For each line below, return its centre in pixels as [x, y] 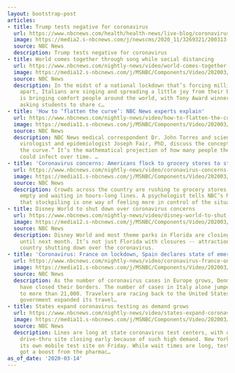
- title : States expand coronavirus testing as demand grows [98, 307]
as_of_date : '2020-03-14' [45, 359]
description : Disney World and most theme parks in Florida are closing [122, 235]
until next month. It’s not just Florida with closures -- [108, 241]
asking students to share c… [62, 105]
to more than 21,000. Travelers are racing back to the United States [125, 294]
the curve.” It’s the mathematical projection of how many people [119, 150]
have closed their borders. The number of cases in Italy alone [115, 287]
